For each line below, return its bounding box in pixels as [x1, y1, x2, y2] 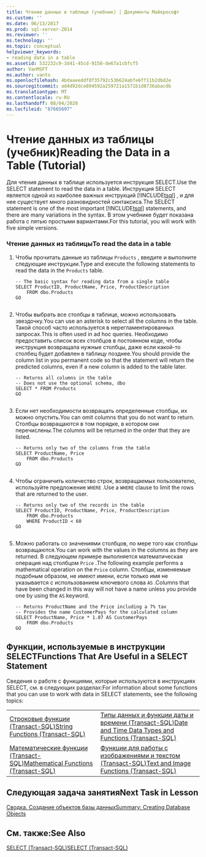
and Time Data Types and [100, 726, 175, 734]
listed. [15, 433, 31, 440]
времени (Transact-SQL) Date [100, 718, 188, 727]
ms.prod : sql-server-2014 [6, 26, 72, 33]
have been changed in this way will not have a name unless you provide [15, 585, 197, 593]
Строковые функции [9, 714, 71, 723]
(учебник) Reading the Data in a [6, 145, 170, 159]
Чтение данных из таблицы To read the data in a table [6, 240, 172, 248]
